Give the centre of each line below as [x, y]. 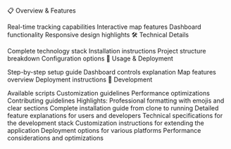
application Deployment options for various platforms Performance [104, 130]
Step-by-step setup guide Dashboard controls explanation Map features [112, 72]
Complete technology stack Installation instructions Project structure [107, 51]
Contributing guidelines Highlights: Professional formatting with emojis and [116, 101]
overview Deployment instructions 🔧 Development [80, 79]
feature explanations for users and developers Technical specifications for [115, 116]
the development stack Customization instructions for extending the [106, 123]
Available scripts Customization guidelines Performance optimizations [108, 93]
